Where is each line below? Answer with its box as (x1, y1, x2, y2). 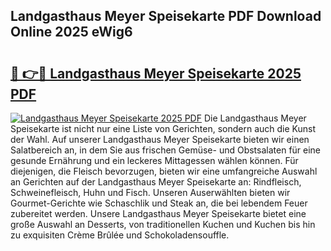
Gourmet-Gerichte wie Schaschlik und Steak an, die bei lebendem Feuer (10, 197, 308, 209)
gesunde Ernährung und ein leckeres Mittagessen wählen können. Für (10, 155, 299, 166)
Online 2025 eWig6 (10, 24, 133, 41)
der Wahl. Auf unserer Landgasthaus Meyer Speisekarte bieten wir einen (10, 134, 310, 145)
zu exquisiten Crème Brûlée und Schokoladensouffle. (10, 229, 230, 241)
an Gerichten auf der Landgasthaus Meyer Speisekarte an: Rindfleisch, (10, 176, 302, 188)
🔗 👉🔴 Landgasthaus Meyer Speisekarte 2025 (10, 65, 302, 82)
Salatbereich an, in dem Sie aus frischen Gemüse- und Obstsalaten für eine (10, 144, 322, 156)
